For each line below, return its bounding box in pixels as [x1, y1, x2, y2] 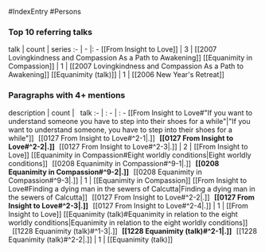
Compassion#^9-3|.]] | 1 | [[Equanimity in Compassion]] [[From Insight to [8, 175, 247, 185]
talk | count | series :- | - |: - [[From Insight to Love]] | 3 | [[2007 [8, 45, 217, 54]
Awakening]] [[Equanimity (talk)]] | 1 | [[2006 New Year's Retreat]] [8, 70, 225, 79]
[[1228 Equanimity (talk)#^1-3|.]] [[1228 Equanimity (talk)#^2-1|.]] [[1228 [11, 226, 257, 235]
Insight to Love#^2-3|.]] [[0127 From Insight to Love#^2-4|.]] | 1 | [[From [8, 200, 249, 210]
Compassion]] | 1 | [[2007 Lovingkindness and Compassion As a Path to [8, 61, 244, 71]
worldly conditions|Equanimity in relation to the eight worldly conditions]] [8, 218, 248, 227]
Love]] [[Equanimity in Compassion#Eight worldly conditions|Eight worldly [8, 150, 252, 160]
